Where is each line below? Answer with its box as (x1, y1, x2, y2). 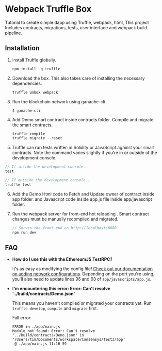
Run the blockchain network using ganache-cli (12, 98, 105, 104)
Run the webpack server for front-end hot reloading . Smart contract (12, 211, 149, 216)
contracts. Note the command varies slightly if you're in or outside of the (12, 150, 158, 156)
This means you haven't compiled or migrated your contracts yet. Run (12, 300, 152, 306)
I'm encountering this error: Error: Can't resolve (12, 286, 111, 292)
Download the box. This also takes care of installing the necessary (12, 75, 145, 81)
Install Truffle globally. (12, 57, 57, 63)
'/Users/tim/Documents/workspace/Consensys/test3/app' (12, 337, 126, 342)
